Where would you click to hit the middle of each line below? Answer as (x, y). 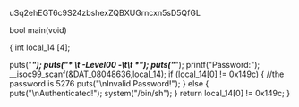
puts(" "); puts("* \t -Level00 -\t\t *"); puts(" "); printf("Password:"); (135, 65)
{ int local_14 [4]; (40, 47)
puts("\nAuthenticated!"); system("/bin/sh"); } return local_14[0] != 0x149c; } (150, 93)
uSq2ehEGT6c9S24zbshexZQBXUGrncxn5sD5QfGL (105, 13)
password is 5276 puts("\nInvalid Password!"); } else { (109, 83)
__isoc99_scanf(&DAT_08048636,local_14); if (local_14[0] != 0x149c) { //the (147, 74)
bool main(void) (38, 30)
